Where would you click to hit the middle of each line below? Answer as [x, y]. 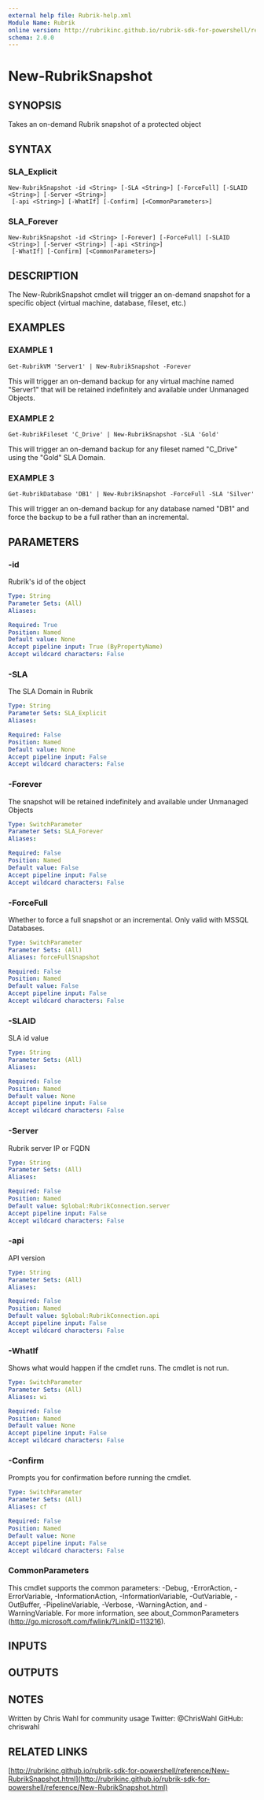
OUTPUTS [33, 1673]
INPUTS [27, 1646]
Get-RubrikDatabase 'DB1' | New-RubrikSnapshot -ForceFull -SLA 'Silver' [132, 494]
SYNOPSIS [35, 105]
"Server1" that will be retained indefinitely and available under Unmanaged [128, 389]
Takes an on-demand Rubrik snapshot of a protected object [105, 124]
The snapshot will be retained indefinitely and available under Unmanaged [128, 801]
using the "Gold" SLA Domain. [57, 458]
